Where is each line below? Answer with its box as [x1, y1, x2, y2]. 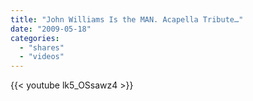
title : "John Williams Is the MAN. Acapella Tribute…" [10, 14, 244, 25]
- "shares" [19, 42, 65, 53]
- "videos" [19, 52, 65, 62]
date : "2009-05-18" [10, 24, 92, 34]
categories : [10, 33, 60, 43]
